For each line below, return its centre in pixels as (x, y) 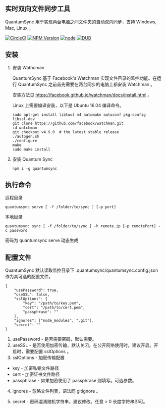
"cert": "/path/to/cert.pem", (54, 308)
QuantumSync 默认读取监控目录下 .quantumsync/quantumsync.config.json (82, 270)
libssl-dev (24, 119)
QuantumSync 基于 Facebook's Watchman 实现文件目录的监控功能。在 (84, 78)
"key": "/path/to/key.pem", (52, 304)
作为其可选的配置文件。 (29, 277)
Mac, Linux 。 (19, 28)
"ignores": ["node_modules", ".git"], (54, 321)
